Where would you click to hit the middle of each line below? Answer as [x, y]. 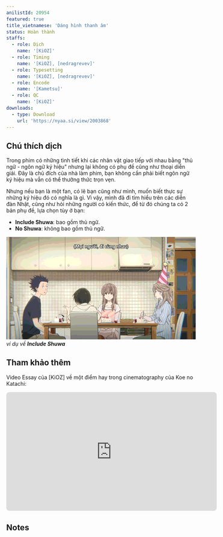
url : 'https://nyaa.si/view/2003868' [64, 121]
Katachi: [17, 383]
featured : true [25, 19]
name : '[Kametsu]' [40, 89]
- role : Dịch [28, 45]
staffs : [16, 38]
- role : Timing [31, 57]
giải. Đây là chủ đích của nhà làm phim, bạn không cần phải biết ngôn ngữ [98, 173]
